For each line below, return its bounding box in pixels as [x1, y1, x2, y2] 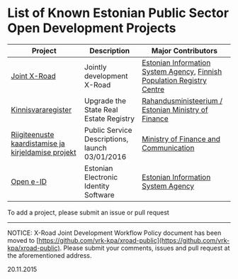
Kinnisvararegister [11, 104, 72, 114]
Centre [141, 84, 165, 94]
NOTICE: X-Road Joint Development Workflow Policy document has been [7, 229, 222, 237]
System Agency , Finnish [141, 66, 222, 76]
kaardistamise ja [11, 138, 65, 148]
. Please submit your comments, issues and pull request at [59, 244, 230, 252]
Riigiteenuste [11, 129, 55, 139]
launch [84, 143, 108, 153]
